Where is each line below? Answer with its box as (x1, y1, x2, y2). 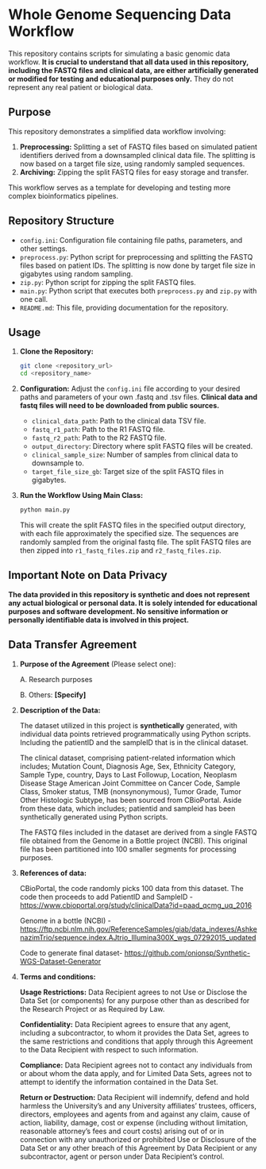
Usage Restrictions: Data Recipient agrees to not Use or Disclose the (19, 987, 248, 997)
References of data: (19, 868, 87, 878)
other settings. (19, 244, 67, 253)
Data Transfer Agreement (8, 638, 137, 652)
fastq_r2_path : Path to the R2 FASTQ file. (31, 433, 167, 442)
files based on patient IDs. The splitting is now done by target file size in (19, 260, 256, 270)
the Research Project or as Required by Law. (19, 1004, 165, 1013)
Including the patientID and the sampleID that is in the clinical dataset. (19, 737, 249, 747)
